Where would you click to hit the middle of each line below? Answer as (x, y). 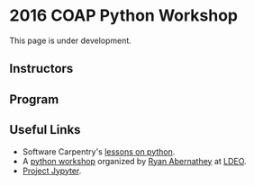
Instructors (41, 69)
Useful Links (45, 130)
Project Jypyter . (52, 171)
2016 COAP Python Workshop (124, 16)
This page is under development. (71, 40)
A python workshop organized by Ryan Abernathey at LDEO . (134, 161)
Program (34, 99)
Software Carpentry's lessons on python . (99, 151)
